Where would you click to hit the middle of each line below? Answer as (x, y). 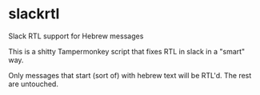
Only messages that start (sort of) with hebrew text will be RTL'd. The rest (130, 75)
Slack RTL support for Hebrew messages (76, 36)
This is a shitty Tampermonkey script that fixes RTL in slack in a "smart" (127, 51)
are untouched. (33, 84)
